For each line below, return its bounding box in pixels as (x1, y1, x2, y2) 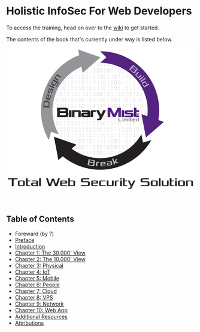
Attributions (14, 319, 44, 327)
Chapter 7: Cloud (14, 287, 57, 295)
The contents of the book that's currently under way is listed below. (6, 35, 173, 43)
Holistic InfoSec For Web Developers (6, 4, 193, 18)
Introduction (14, 243, 46, 250)
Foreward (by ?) (14, 230, 54, 237)
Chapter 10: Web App (14, 306, 68, 313)
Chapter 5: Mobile (14, 274, 60, 282)
